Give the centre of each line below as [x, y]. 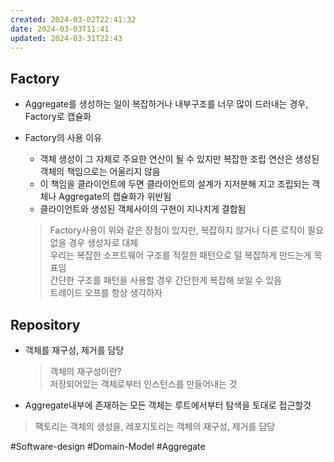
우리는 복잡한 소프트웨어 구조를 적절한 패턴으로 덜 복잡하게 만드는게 [180, 255]
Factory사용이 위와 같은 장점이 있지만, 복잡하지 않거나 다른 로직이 [177, 230]
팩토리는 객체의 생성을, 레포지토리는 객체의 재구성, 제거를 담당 [155, 426]
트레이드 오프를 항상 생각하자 [106, 293]
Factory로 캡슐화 [58, 117]
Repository [45, 324]
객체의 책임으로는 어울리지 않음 [100, 172]
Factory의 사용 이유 [63, 138]
